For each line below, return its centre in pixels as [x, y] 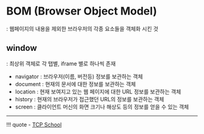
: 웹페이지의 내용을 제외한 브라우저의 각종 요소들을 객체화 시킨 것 [83, 28]
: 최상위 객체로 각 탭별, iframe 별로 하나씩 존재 [61, 63]
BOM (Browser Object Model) [82, 11]
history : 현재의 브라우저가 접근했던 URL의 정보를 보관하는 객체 [90, 99]
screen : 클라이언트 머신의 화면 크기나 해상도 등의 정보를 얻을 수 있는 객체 [102, 107]
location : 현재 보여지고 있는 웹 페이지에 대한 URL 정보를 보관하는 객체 [98, 92]
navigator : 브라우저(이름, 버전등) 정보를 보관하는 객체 [79, 76]
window [22, 48]
